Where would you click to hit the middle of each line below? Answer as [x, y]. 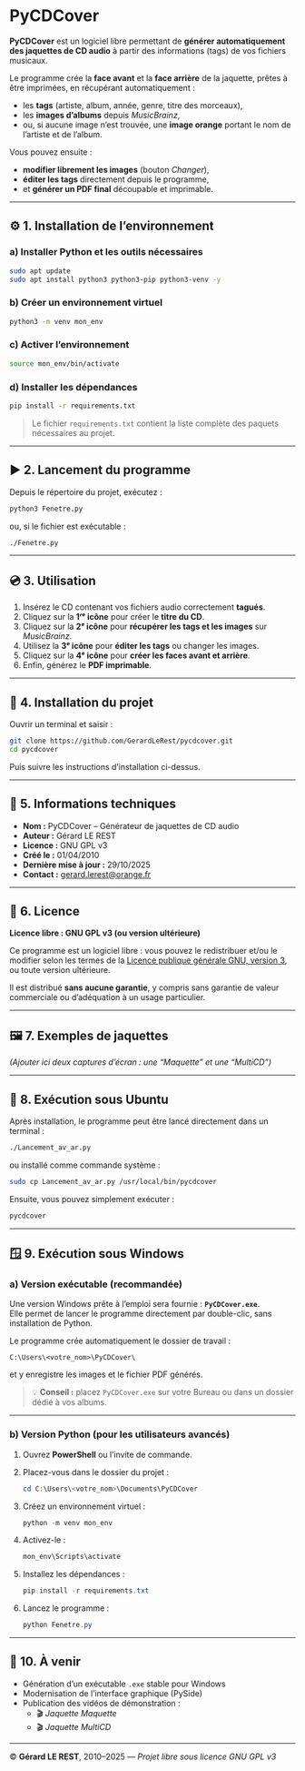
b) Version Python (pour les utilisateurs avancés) [120, 1434]
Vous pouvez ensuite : [51, 152]
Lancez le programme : [66, 1608]
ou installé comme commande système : [85, 1165]
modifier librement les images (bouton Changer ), [116, 169]
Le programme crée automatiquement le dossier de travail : [120, 1341]
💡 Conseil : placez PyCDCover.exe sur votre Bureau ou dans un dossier [162, 1392]
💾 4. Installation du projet [82, 702]
